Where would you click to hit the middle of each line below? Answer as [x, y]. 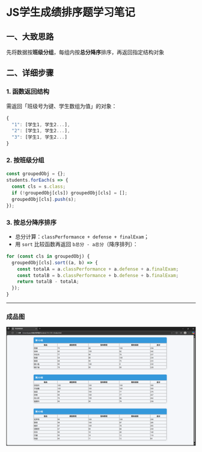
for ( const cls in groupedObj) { [48, 256]
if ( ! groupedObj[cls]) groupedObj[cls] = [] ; [70, 193]
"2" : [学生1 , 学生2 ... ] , [41, 131]
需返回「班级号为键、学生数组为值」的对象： [62, 106]
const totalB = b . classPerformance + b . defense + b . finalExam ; [98, 275]
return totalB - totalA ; [48, 282]
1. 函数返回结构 [28, 92]
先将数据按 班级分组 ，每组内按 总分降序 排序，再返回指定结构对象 [85, 52]
